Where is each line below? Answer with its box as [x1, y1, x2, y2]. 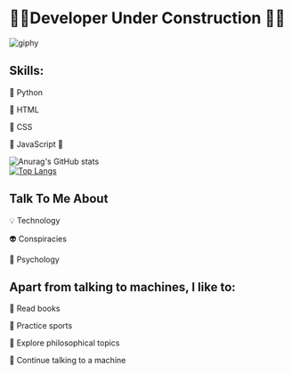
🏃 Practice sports [9, 321, 73, 331]
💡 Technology [9, 215, 61, 225]
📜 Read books [9, 303, 61, 314]
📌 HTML [9, 104, 40, 115]
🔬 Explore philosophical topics [9, 337, 120, 348]
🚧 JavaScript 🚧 [9, 138, 64, 150]
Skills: [9, 63, 45, 78]
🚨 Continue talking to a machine [9, 355, 126, 366]
